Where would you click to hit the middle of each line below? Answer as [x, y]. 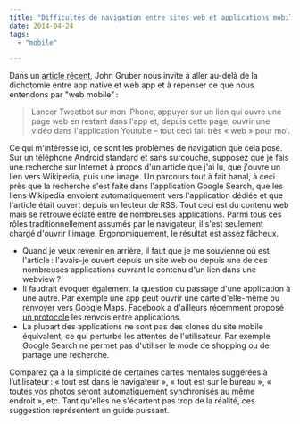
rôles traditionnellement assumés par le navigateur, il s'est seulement [136, 224]
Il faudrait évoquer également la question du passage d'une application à [156, 289]
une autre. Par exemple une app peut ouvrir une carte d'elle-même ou [150, 298]
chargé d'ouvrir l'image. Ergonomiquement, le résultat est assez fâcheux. [144, 234]
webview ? [41, 279]
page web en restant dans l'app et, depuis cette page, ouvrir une [150, 121]
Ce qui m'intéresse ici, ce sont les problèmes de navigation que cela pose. [146, 148]
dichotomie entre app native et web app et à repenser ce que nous [132, 85]
